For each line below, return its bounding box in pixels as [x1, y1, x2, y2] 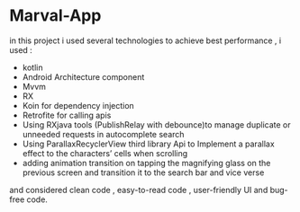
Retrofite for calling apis [22, 110, 112, 120]
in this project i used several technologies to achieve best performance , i [9, 35, 282, 46]
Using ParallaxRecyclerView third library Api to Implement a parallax [22, 138, 275, 149]
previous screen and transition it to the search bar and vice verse [22, 167, 265, 178]
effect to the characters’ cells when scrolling [22, 147, 188, 158]
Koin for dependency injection [22, 100, 135, 110]
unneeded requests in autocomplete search [22, 128, 185, 139]
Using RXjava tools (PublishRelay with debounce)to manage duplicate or [22, 119, 291, 130]
